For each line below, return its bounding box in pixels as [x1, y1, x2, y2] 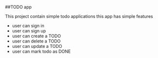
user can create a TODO [12, 33, 61, 39]
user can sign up [12, 28, 46, 33]
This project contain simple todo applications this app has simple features [5, 14, 153, 19]
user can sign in [12, 23, 45, 29]
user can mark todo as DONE [12, 48, 71, 54]
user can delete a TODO [12, 38, 61, 44]
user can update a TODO [12, 43, 62, 49]
